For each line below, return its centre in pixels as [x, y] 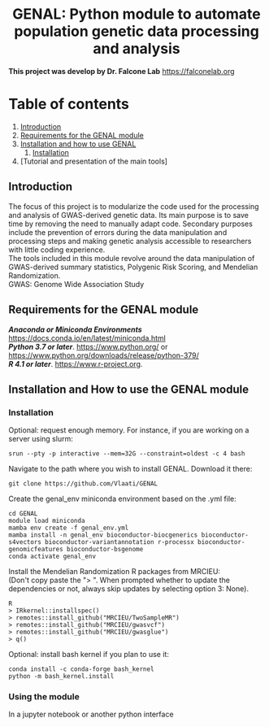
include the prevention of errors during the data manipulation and [118, 232]
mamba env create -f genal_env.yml [69, 528]
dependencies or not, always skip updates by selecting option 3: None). [129, 589]
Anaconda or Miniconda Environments [75, 329]
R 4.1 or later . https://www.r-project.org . [76, 363]
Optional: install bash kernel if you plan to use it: [89, 655]
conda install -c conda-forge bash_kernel [81, 669]
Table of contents [69, 104]
